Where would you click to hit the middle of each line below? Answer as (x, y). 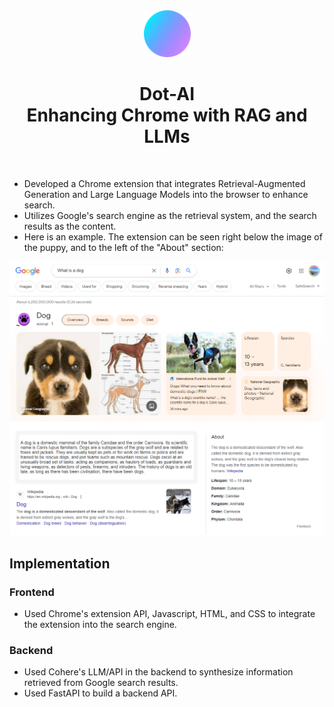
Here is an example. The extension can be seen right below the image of (173, 236)
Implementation (60, 563)
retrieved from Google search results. (101, 683)
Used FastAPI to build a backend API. (100, 693)
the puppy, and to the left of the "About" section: (123, 247)
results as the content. (70, 226)
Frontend (32, 592)
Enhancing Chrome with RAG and (167, 115)
